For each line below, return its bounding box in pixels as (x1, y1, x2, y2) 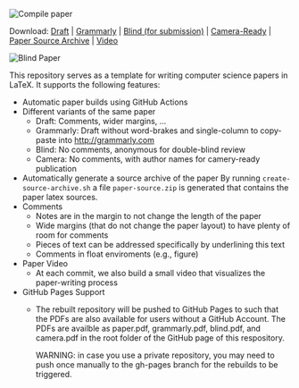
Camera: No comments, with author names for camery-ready (35, 154, 261, 164)
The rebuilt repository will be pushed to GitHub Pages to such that (35, 304, 279, 315)
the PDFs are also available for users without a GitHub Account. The (35, 314, 286, 324)
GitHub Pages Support (21, 287, 105, 297)
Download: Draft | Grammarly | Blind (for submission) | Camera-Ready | (9, 26, 272, 36)
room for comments (35, 230, 109, 240)
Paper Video (21, 258, 69, 268)
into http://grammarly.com (58, 135, 154, 145)
